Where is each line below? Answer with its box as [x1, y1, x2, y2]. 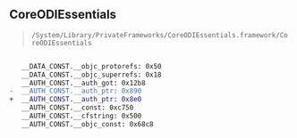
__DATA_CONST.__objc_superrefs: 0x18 [21, 70, 163, 79]
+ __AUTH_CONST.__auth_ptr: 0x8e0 [9, 95, 142, 104]
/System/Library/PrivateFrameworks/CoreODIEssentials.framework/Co [30, 30, 288, 39]
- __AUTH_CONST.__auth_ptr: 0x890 [9, 86, 142, 96]
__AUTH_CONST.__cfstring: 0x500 [21, 111, 142, 121]
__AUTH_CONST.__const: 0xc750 [21, 103, 134, 112]
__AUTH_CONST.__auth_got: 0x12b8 [21, 78, 146, 87]
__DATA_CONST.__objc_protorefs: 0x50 [21, 61, 163, 70]
